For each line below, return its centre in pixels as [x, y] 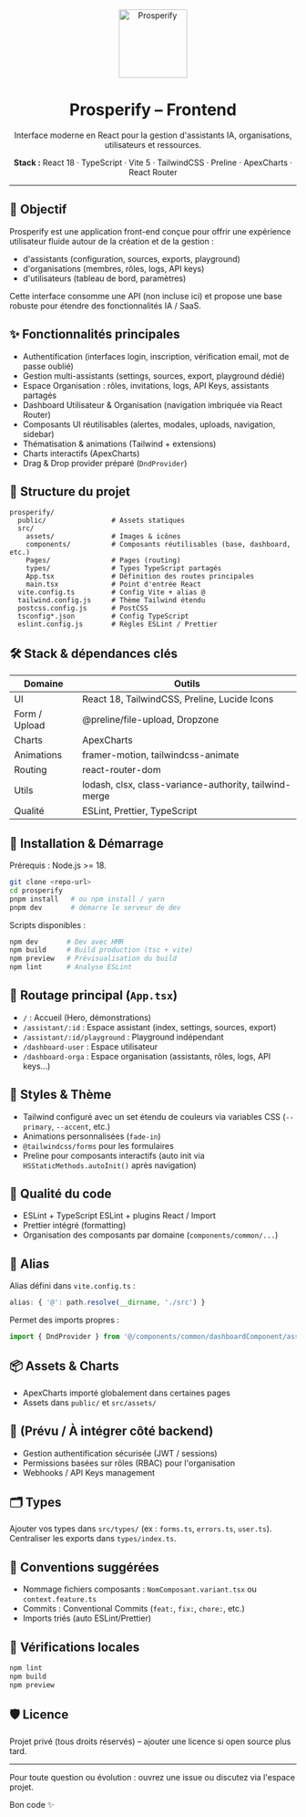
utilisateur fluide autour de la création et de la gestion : [112, 241]
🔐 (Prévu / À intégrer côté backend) [112, 1431]
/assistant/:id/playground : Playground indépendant [123, 1037]
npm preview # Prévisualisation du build [93, 959]
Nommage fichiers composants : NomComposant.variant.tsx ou [140, 1589]
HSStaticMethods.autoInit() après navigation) [110, 1165]
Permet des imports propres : [65, 1320]
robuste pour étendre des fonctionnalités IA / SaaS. [106, 306]
